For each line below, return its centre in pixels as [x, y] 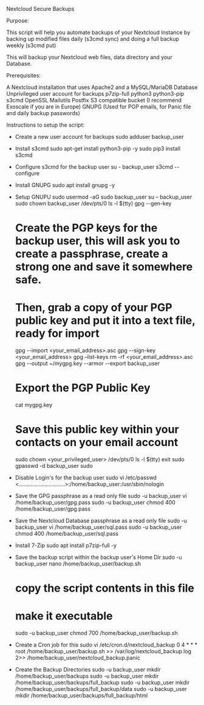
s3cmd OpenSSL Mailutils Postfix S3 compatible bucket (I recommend [94, 100]
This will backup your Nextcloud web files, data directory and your [90, 57]
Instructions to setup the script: [46, 125]
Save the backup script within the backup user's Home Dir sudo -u [98, 557]
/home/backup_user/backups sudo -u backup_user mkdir [87, 676]
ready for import [57, 334]
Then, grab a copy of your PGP [93, 308]
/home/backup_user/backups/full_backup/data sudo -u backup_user [101, 689]
